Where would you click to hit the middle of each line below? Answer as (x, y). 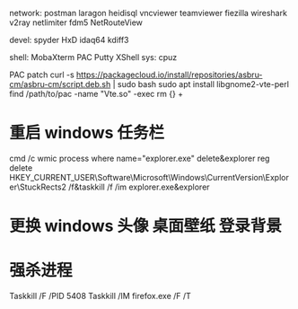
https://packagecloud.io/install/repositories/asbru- (169, 75)
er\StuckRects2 (38, 187)
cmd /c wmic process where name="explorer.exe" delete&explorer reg (140, 158)
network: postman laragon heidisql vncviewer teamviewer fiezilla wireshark (148, 13)
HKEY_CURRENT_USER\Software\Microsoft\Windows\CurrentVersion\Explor (149, 177)
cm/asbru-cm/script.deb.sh (60, 84)
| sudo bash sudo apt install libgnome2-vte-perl (201, 84)
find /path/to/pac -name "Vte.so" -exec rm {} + (96, 94)
